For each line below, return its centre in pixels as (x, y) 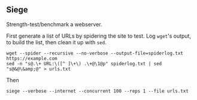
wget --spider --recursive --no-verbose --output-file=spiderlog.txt (95, 53)
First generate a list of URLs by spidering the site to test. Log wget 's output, (99, 36)
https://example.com (32, 58)
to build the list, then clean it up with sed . (56, 42)
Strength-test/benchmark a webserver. (54, 24)
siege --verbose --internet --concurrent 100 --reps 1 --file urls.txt (97, 91)
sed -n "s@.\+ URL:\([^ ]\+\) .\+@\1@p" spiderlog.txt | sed (84, 63)
